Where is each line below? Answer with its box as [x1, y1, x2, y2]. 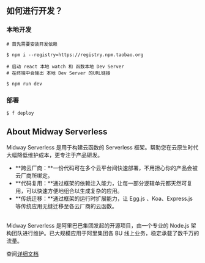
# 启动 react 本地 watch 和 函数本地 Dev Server [6, 63, 124, 70]
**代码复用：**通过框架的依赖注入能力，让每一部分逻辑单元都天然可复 [15, 179, 193, 187]
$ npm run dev [6, 81, 43, 87]
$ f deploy [6, 110, 34, 116]
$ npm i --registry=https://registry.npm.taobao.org [6, 51, 144, 58]
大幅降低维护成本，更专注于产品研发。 [6, 151, 103, 159]
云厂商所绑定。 [15, 171, 53, 179]
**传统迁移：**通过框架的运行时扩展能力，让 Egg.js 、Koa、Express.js [15, 195, 193, 202]
